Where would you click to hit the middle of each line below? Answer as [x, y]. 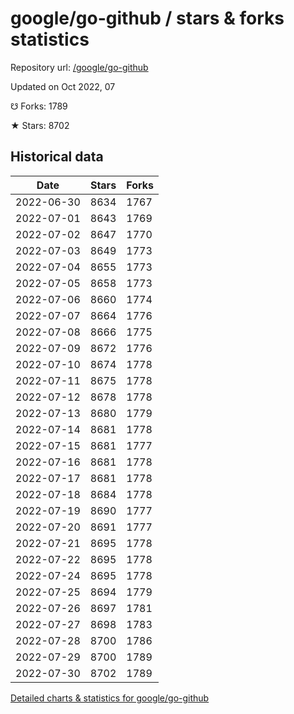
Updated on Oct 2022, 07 [63, 86]
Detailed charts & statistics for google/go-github [110, 698]
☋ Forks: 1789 [39, 106]
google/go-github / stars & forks [147, 18]
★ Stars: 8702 [40, 125]
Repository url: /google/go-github [79, 67]
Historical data [57, 157]
